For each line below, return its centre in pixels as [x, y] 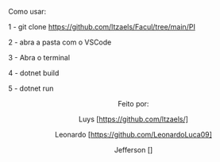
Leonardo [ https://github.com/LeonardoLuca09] [133, 135]
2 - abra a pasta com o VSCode [60, 42]
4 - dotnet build [34, 73]
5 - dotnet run [31, 88]
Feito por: [133, 104]
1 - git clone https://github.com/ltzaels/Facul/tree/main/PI [102, 27]
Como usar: [27, 12]
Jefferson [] [133, 150]
